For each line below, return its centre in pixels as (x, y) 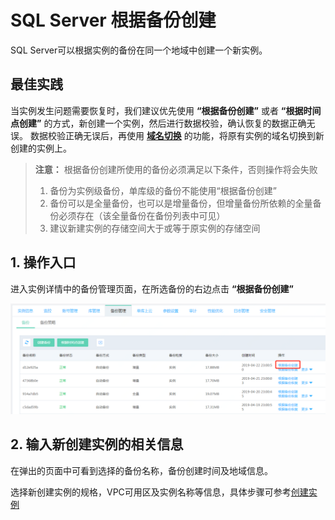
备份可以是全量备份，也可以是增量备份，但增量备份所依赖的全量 (181, 203)
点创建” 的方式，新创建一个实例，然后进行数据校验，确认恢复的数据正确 (158, 123)
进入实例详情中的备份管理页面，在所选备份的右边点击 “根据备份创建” (152, 288)
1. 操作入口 (43, 262)
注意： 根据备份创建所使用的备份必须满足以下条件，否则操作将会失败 (176, 169)
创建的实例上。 (41, 148)
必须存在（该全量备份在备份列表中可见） (142, 215)
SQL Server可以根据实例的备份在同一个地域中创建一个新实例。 (139, 50)
